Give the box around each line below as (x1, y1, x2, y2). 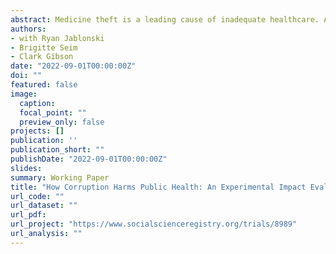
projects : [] (10, 126, 65, 136)
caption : (19, 98, 56, 108)
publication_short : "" (10, 145, 105, 155)
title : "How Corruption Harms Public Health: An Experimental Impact (10, 182, 307, 192)
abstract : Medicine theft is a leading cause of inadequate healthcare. (10, 14, 320, 25)
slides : (10, 163, 43, 173)
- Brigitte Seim (10, 42, 78, 53)
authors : (10, 24, 47, 34)
